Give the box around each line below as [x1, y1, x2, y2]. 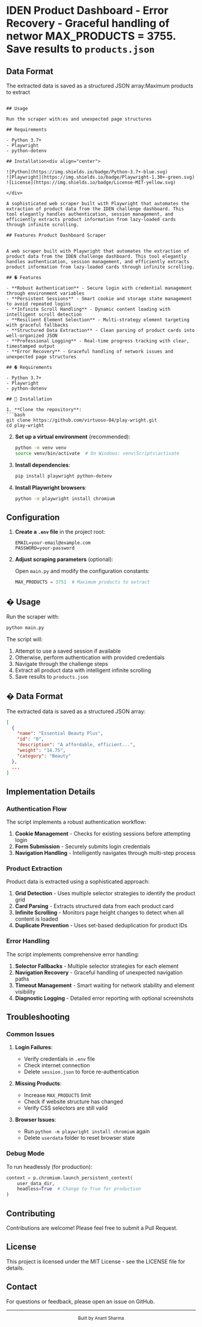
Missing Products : [14, 1080, 62, 1087]
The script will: [6, 635, 43, 643]
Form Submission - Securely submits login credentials [14, 843, 150, 850]
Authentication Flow [6, 804, 67, 813]
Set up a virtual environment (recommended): [14, 433, 130, 440]
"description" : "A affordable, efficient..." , [17, 742, 136, 748]
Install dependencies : [14, 461, 70, 468]
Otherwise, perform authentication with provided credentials [14, 653, 165, 661]
